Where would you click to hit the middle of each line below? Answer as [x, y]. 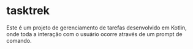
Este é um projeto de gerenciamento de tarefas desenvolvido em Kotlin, [96, 28]
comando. [19, 40]
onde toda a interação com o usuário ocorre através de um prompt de [94, 34]
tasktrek [28, 11]
